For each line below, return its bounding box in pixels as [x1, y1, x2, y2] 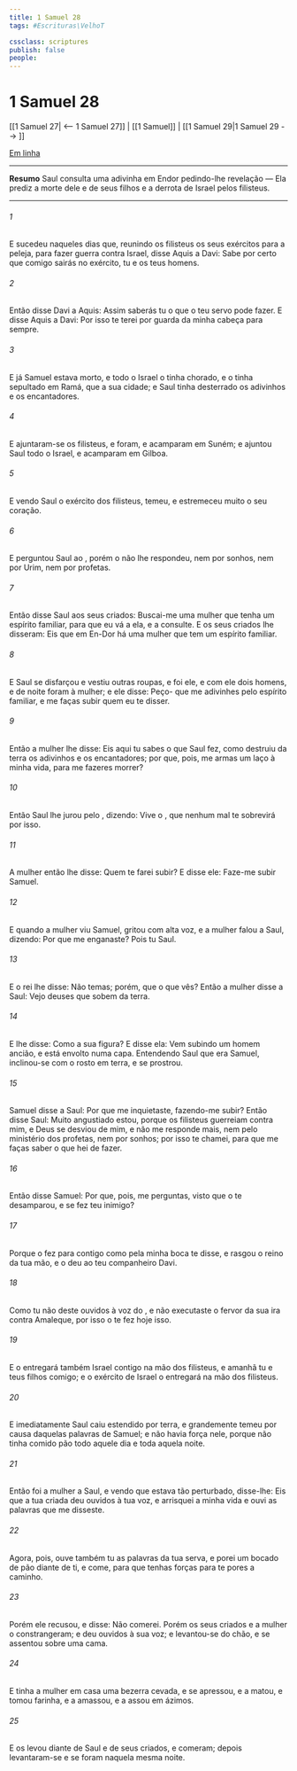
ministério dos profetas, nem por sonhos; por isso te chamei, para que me [9, 1134, 278, 1144]
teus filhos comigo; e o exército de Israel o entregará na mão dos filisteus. [9, 1371, 278, 1382]
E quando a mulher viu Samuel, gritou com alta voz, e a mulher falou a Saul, [9, 924, 285, 935]
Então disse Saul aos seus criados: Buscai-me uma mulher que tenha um [9, 610, 275, 620]
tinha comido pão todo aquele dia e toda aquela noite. [9, 1438, 206, 1449]
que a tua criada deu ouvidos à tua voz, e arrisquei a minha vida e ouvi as [9, 1495, 278, 1506]
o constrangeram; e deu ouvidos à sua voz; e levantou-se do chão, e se [9, 1628, 270, 1639]
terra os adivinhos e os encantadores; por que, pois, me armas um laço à [9, 753, 276, 763]
